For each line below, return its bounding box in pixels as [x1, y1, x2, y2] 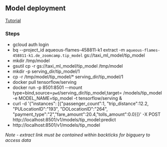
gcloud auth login [12, 41, 49, 47]
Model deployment [5, 4, 66, 13]
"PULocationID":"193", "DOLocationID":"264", [12, 106, 108, 112]
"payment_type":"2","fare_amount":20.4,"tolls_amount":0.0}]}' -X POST [12, 111, 161, 118]
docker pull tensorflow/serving [12, 79, 77, 85]
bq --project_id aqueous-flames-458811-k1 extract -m [12, 47, 125, 53]
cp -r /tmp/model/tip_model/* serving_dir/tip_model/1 [12, 74, 124, 80]
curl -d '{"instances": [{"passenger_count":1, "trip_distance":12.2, [12, 101, 149, 107]
